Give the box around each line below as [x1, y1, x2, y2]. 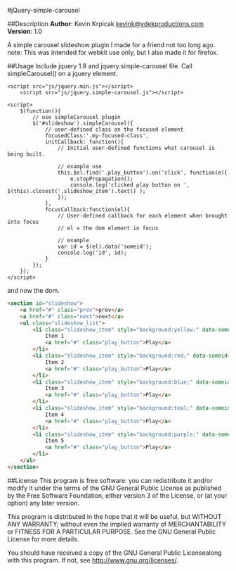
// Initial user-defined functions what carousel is [57, 144, 216, 151]
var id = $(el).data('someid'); [57, 243, 152, 250]
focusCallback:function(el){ [44, 206, 131, 213]
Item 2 [44, 358, 65, 365]
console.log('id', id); [57, 249, 128, 256]
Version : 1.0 [7, 27, 42, 35]
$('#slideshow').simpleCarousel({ [32, 120, 133, 127]
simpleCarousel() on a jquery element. [7, 70, 118, 77]
